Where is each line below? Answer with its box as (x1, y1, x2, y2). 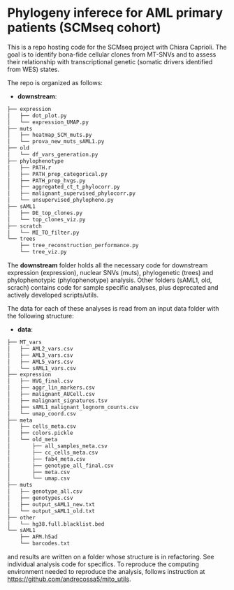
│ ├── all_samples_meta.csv (7, 443, 108, 450)
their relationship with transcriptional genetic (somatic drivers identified (7, 57, 213, 66)
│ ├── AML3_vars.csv (7, 351, 73, 359)
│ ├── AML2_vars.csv (7, 345, 73, 352)
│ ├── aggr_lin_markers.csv (7, 384, 96, 392)
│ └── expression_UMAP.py (7, 119, 89, 126)
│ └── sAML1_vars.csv (7, 364, 77, 371)
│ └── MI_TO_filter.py (7, 229, 80, 236)
